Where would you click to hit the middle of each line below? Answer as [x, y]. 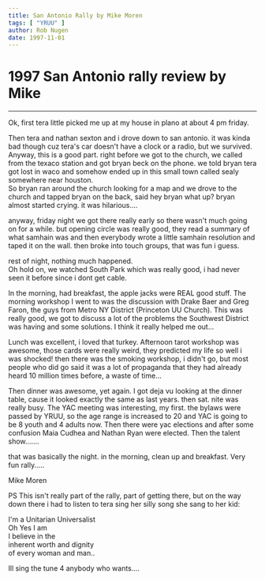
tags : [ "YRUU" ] [37, 23]
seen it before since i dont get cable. [68, 278]
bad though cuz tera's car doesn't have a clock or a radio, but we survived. [130, 146]
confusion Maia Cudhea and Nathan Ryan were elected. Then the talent [124, 433]
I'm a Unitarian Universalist [52, 519]
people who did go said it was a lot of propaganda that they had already [125, 368]
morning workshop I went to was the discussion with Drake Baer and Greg [129, 302]
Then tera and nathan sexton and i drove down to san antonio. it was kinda [129, 138]
